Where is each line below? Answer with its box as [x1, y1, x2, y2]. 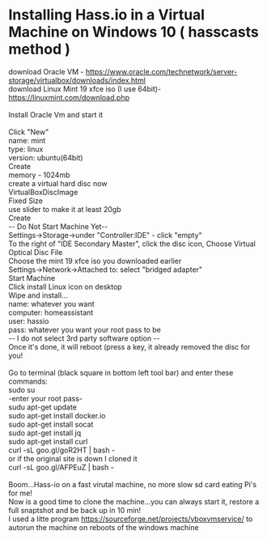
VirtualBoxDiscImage [8, 187, 78, 197]
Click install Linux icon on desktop [8, 282, 123, 291]
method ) [8, 40, 70, 58]
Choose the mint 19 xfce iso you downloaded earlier [8, 256, 182, 265]
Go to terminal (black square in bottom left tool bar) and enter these [8, 367, 234, 377]
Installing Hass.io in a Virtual [8, 6, 205, 24]
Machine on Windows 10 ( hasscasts [8, 23, 259, 41]
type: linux [8, 144, 44, 154]
